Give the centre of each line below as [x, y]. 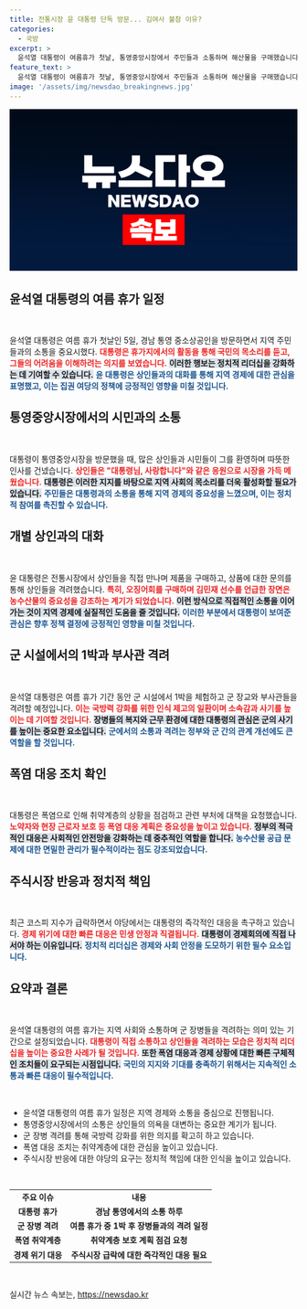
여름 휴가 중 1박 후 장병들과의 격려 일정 [139, 1226]
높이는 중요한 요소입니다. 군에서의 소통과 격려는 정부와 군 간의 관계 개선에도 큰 [156, 730]
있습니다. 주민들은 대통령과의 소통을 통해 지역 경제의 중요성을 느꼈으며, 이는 [143, 493]
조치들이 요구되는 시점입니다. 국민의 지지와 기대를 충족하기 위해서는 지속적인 [153, 1064]
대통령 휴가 [37, 1211]
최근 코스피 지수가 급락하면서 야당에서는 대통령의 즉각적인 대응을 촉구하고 [140, 922]
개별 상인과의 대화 [57, 536]
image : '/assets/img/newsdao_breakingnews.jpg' [102, 87]
